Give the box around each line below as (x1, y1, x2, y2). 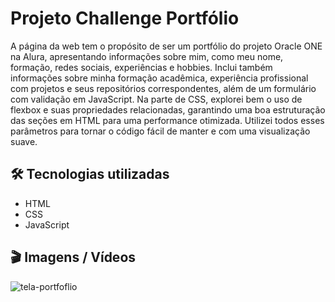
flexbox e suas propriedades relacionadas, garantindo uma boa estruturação (10, 103, 326, 116)
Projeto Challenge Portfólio (10, 7, 240, 30)
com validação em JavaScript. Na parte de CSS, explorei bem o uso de (10, 93, 303, 105)
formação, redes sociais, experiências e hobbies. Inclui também (10, 61, 273, 73)
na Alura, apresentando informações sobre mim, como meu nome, (10, 50, 284, 62)
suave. (10, 135, 38, 147)
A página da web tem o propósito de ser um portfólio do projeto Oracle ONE (10, 40, 323, 52)
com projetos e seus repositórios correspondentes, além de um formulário (10, 82, 317, 94)
